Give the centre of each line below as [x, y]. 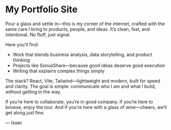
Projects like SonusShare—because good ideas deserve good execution [89, 65]
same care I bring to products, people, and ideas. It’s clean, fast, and [78, 29]
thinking [21, 60]
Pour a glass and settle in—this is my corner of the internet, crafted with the [85, 24]
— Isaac [14, 122]
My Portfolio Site [41, 10]
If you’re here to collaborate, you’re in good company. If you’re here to [79, 102]
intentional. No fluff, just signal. [38, 34]
